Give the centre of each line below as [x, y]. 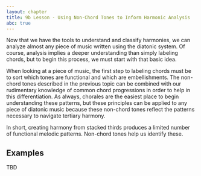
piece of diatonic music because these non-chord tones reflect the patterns [101, 110]
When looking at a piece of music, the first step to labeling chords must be [99, 71]
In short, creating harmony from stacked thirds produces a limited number [98, 128]
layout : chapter [27, 12]
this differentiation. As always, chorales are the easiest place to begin [93, 96]
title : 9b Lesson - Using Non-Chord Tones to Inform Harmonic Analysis [98, 17]
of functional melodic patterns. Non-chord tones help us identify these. [95, 134]
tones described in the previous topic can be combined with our [102, 84]
